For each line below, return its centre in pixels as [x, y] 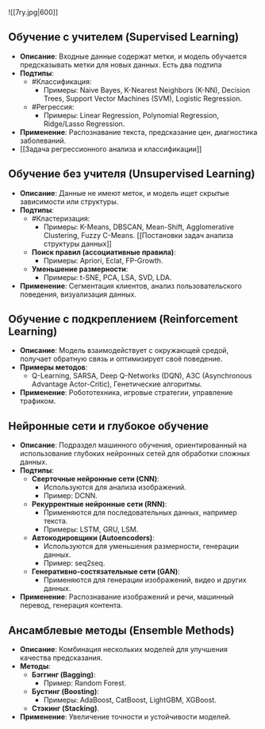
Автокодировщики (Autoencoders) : [93, 538]
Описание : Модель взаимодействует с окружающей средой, [124, 351]
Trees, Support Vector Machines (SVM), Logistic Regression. [142, 98]
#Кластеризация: [61, 218]
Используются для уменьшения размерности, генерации [141, 547]
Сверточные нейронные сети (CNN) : [96, 479]
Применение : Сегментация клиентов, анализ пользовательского [131, 286]
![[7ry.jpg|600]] [33, 12]
